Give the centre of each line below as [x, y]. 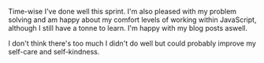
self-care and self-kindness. [54, 52]
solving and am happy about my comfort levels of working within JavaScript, [132, 20]
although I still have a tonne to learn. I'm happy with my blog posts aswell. [128, 28]
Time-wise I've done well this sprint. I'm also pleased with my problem [123, 11]
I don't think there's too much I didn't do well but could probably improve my [132, 43]
